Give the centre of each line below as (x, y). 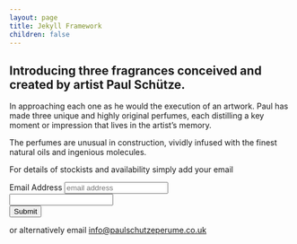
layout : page (34, 17)
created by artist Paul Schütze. (97, 85)
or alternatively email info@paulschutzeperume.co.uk (108, 231)
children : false (39, 34)
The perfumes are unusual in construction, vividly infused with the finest (144, 143)
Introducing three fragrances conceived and (135, 70)
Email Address (36, 187)
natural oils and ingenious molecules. (78, 152)
